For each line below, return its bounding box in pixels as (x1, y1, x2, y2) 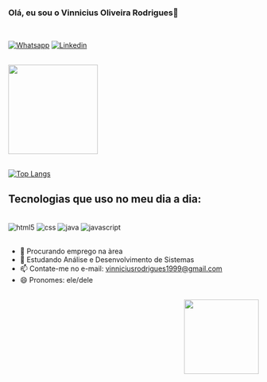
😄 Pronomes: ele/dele (19, 275, 94, 284)
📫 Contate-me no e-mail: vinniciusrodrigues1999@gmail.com (19, 264, 222, 273)
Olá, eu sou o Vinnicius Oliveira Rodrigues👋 (8, 7, 179, 18)
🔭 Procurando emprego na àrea (19, 246, 123, 256)
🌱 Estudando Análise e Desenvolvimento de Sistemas (19, 254, 195, 264)
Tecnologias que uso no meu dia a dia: (8, 192, 202, 206)
